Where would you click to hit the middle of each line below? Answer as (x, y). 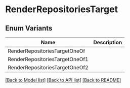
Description (108, 42)
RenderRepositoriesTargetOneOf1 (48, 59)
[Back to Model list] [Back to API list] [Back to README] (63, 80)
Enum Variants (29, 28)
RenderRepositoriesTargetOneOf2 (48, 67)
